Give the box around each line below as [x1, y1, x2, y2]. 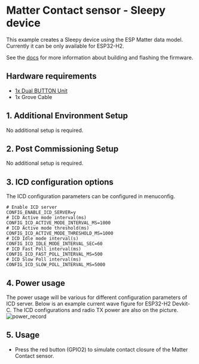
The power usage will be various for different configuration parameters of [6, 294, 188, 301]
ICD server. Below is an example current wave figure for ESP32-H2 [6, 300, 172, 307]
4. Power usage [6, 278, 66, 288]
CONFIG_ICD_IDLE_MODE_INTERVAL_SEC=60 [6, 241, 103, 247]
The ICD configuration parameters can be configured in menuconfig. [6, 193, 175, 200]
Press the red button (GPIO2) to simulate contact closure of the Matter [14, 346, 188, 353]
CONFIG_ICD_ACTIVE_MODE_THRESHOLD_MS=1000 [6, 230, 114, 236]
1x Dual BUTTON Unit [14, 87, 68, 94]
